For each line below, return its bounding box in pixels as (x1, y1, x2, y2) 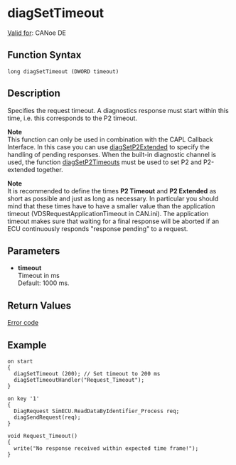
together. (36, 165, 63, 173)
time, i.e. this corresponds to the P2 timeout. (7, 114, 137, 122)
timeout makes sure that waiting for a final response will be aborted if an (7, 217, 219, 225)
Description (7, 87, 60, 100)
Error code (7, 319, 39, 327)
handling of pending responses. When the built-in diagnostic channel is (7, 150, 217, 159)
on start (7, 358, 33, 365)
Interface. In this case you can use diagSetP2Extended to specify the (7, 142, 210, 151)
